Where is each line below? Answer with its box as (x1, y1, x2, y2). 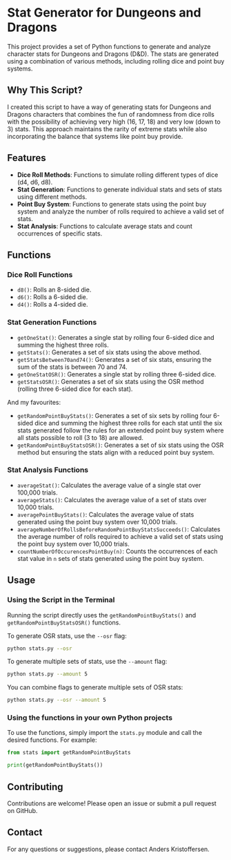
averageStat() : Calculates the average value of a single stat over (17, 481, 201, 489)
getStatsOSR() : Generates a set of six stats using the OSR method (17, 377, 205, 385)
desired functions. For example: (7, 736, 98, 744)
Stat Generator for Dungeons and (7, 5, 201, 21)
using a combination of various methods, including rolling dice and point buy (7, 57, 225, 65)
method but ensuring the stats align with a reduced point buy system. (17, 448, 215, 457)
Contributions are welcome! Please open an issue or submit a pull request (7, 799, 217, 808)
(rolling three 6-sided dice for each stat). (17, 385, 133, 393)
